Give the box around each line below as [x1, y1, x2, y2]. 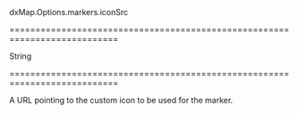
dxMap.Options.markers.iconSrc [9, 7, 128, 17]
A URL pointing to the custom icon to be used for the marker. [9, 95, 234, 105]
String [9, 51, 32, 61]
